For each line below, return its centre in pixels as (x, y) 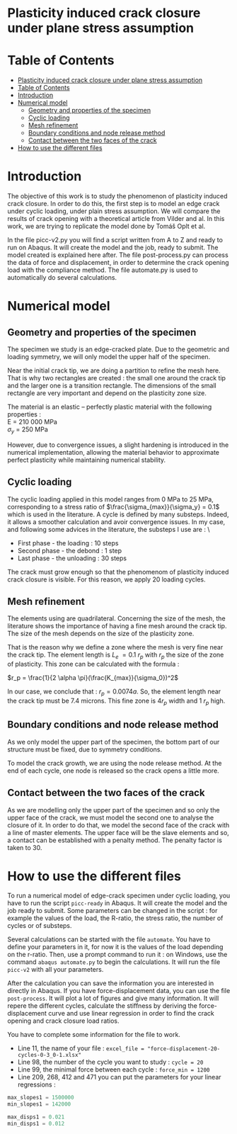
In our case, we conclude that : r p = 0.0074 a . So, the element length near (114, 692)
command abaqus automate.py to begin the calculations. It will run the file (114, 962)
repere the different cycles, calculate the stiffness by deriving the (103, 1006)
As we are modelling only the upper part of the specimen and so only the (114, 810)
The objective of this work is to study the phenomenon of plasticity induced (117, 196)
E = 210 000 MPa (33, 422)
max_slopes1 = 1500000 (41, 1098)
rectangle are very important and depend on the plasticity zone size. (107, 393)
